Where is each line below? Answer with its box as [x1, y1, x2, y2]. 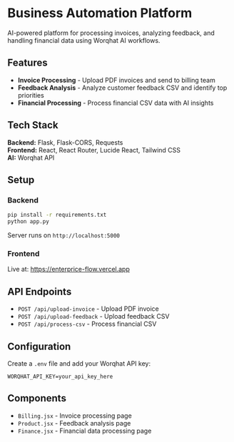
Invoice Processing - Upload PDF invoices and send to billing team [17, 76, 215, 84]
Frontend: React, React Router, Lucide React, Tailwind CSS [7, 145, 180, 154]
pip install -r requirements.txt [7, 212, 107, 219]
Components [7, 392, 66, 404]
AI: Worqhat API [7, 153, 55, 162]
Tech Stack [7, 119, 58, 131]
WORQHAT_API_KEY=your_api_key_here [7, 373, 113, 380]
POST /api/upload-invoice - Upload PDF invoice [17, 304, 159, 313]
